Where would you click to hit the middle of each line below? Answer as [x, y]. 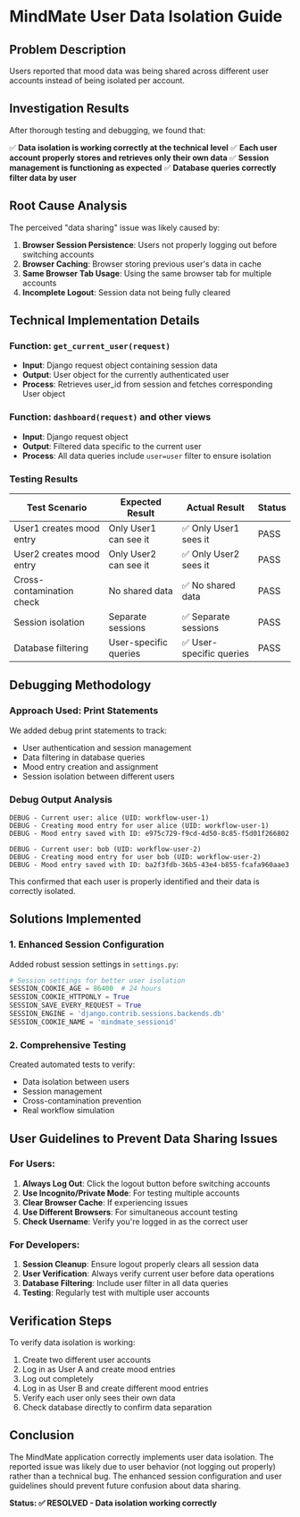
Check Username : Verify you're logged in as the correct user [135, 1221]
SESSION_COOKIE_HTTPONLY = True [69, 997]
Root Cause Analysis [68, 206]
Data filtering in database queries [83, 757]
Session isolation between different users [98, 776]
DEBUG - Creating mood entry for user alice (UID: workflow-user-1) [139, 825]
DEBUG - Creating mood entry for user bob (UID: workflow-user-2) [135, 857]
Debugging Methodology [80, 685]
